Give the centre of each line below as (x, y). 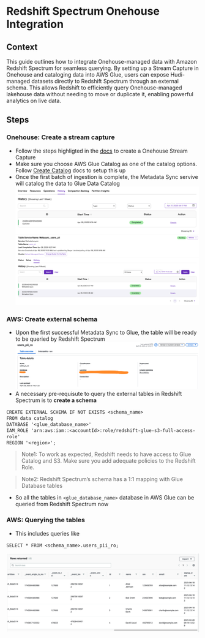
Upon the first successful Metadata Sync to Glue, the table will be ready (106, 333)
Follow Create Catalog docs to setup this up (70, 170)
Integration (35, 24)
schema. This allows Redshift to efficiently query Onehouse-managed (94, 88)
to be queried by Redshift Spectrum (60, 339)
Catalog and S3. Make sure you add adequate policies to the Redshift (108, 461)
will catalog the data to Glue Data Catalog (68, 183)
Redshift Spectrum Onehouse (83, 11)
